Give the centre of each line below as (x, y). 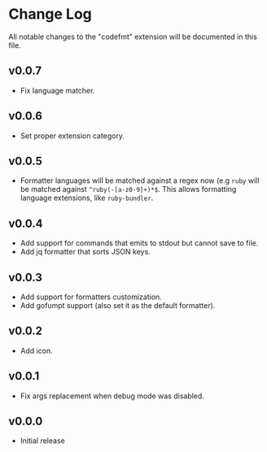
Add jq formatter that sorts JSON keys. (85, 252)
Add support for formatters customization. (91, 297)
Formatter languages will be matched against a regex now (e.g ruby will (140, 180)
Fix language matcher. (57, 90)
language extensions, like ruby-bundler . (87, 198)
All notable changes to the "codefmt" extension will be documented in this (133, 37)
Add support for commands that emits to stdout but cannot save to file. (139, 243)
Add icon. (36, 350)
